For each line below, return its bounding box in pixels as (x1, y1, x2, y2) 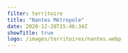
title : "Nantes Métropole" (7, 17, 85, 23)
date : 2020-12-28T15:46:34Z (7, 23, 88, 30)
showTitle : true (7, 29, 54, 36)
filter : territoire (7, 10, 63, 17)
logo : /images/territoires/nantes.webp (7, 36, 122, 43)
